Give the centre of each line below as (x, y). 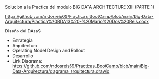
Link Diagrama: (27, 61)
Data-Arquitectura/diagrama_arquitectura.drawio (61, 71)
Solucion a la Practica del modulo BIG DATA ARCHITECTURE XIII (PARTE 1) (80, 7)
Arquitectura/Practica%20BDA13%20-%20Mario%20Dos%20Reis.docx (77, 22)
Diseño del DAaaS (23, 31)
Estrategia (22, 40)
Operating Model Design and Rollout (48, 51)
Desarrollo (22, 56)
